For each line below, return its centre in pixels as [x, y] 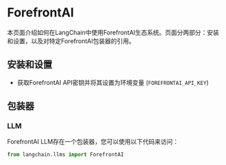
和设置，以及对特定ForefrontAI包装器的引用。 [71, 41]
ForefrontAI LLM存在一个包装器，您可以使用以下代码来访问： [93, 142]
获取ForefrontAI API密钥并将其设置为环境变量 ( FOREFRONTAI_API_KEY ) [113, 82]
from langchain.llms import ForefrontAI [66, 155]
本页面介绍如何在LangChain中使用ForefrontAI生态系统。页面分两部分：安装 [113, 32]
